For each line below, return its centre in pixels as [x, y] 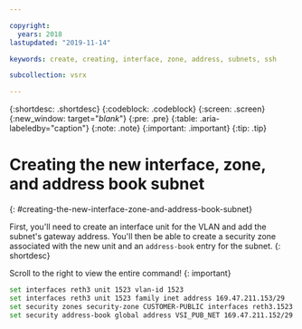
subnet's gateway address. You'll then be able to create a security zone [143, 237]
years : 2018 [40, 34]
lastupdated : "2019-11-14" [60, 43]
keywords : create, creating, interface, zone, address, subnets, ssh [143, 59]
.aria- [209, 119]
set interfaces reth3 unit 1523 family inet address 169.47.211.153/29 [147, 298]
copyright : [30, 25]
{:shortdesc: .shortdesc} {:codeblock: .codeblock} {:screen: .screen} [137, 109]
